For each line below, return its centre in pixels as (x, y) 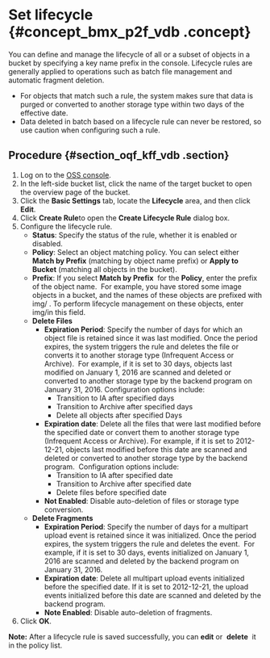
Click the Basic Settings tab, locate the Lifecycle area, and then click (135, 200)
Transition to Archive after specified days (125, 406)
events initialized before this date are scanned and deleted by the (153, 595)
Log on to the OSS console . (65, 174)
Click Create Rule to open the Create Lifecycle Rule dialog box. (125, 218)
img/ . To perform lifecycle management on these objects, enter (138, 304)
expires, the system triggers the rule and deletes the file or (141, 346)
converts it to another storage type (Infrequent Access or (139, 355)
